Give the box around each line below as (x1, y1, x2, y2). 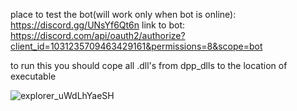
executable (10, 70, 57, 82)
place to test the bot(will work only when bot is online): (10, 9, 237, 20)
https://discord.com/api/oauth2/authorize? (10, 30, 186, 41)
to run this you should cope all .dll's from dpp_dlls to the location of (10, 60, 288, 71)
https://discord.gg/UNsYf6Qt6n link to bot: (10, 19, 186, 31)
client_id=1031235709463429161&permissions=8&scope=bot (10, 40, 263, 52)
